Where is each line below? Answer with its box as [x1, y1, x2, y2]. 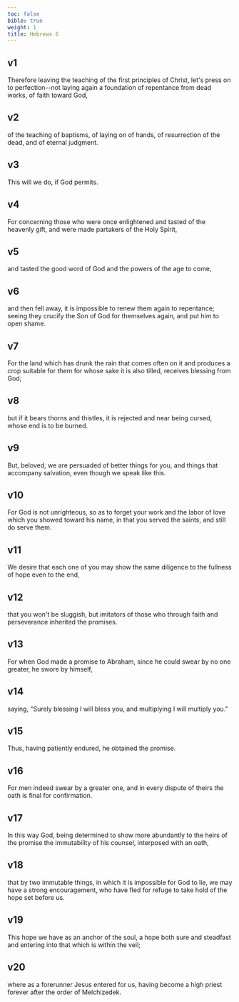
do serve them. [7, 523, 52, 532]
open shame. [7, 319, 46, 328]
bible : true [7, 17, 43, 24]
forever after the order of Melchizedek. [7, 988, 122, 996]
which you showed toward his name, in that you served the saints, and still [7, 515, 226, 525]
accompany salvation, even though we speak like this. [7, 468, 166, 477]
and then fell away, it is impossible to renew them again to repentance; [7, 304, 215, 313]
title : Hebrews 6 [7, 30, 59, 38]
